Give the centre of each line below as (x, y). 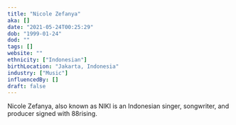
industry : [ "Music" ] (38, 73)
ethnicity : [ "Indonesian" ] (47, 60)
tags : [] (20, 47)
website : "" (25, 54)
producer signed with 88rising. (52, 114)
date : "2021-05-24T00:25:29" (50, 27)
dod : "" (19, 40)
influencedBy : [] (33, 79)
